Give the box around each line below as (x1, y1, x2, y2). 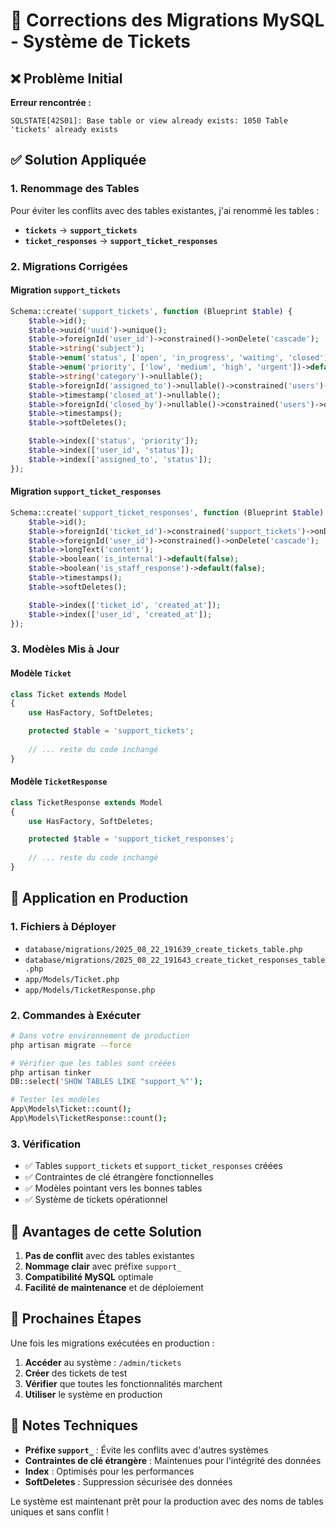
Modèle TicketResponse (10, 775, 108, 788)
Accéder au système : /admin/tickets (24, 1356, 182, 1368)
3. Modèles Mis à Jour (10, 642, 120, 656)
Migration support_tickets (10, 284, 122, 296)
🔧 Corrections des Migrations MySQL (10, 9, 325, 32)
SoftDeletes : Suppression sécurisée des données (24, 1475, 233, 1488)
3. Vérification (10, 1137, 82, 1151)
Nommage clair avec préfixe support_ (24, 1260, 182, 1273)
